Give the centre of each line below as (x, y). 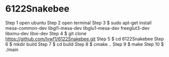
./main (12, 49)
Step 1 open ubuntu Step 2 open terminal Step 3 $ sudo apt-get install (78, 23)
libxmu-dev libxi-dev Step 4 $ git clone (46, 33)
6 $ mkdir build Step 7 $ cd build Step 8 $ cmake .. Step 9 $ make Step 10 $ (84, 44)
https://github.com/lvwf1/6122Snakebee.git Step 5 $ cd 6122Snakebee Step (85, 39)
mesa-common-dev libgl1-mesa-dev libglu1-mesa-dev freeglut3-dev (78, 28)
